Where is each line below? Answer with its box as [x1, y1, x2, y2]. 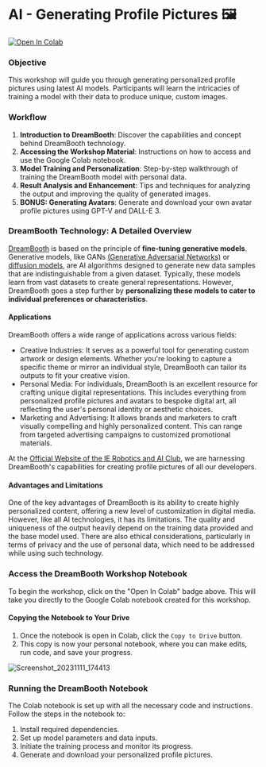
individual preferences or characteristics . [8, 294, 148, 303]
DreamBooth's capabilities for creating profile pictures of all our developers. [8, 462, 256, 472]
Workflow [8, 112, 48, 123]
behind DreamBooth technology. [19, 138, 126, 148]
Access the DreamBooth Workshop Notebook [8, 569, 188, 580]
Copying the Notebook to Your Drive [8, 613, 130, 622]
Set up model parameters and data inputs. [19, 733, 158, 742]
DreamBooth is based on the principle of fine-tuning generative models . [8, 243, 248, 253]
